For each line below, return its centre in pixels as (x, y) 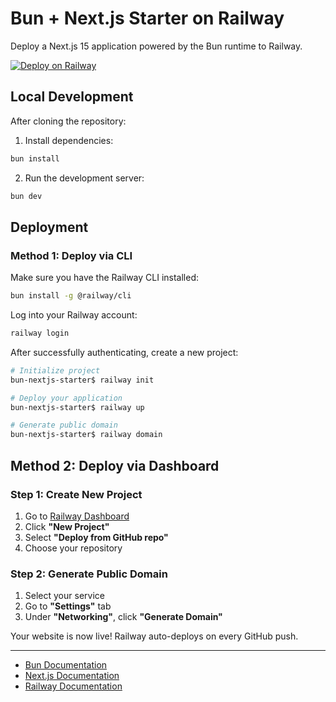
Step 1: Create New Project (76, 494)
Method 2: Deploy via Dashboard (115, 465)
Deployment (49, 227)
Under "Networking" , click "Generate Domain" (123, 617)
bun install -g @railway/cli (71, 296)
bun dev (26, 196)
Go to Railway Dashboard (77, 516)
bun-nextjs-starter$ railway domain (86, 435)
